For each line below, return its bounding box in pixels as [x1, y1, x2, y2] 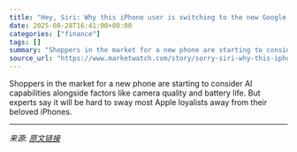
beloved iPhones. [9, 107, 72, 117]
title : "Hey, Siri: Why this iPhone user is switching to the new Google [9, 12, 287, 22]
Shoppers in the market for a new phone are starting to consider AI [9, 79, 253, 88]
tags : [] [9, 37, 42, 47]
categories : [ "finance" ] [9, 29, 101, 38]
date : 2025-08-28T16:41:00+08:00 [9, 21, 133, 30]
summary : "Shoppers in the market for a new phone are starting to [9, 46, 263, 55]
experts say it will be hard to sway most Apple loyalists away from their [9, 97, 268, 107]
